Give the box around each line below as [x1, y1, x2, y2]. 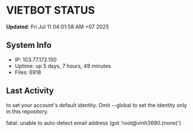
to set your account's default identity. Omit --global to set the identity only [6, 101, 188, 108]
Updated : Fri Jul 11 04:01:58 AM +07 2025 [6, 23, 110, 30]
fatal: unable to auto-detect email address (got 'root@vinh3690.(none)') [6, 119, 182, 126]
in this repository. [6, 108, 49, 115]
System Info [6, 40, 52, 50]
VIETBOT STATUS [6, 4, 95, 17]
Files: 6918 [14, 69, 41, 76]
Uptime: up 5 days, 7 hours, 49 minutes [14, 62, 111, 69]
